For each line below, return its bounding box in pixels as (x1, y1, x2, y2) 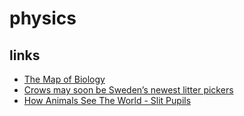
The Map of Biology (23, 73, 106, 85)
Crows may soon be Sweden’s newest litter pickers (23, 84, 234, 96)
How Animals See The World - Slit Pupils (23, 95, 192, 106)
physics (9, 7, 77, 30)
